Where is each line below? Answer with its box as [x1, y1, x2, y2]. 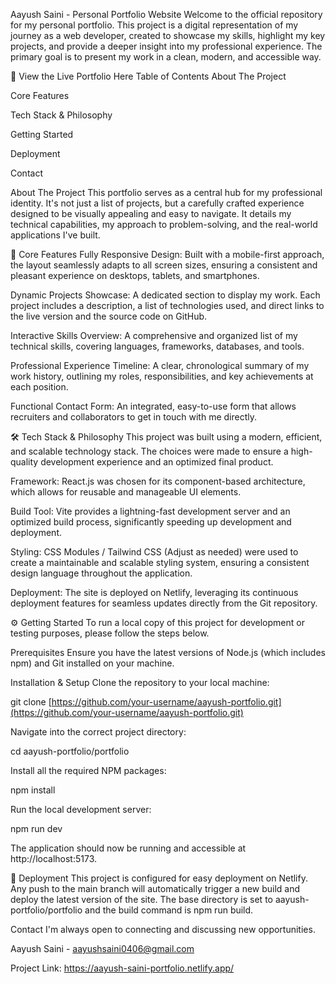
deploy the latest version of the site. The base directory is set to [10, 894, 273, 905]
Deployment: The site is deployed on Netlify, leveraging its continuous [10, 587, 299, 598]
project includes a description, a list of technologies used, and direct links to [10, 300, 325, 311]
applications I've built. [10, 229, 101, 241]
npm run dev [10, 823, 63, 834]
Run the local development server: [10, 804, 152, 815]
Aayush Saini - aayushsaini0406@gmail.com [10, 943, 195, 954]
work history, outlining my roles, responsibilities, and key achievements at [10, 370, 314, 382]
